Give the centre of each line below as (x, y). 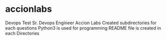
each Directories (22, 33)
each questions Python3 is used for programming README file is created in (83, 28)
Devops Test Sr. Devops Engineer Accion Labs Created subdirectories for (81, 23)
